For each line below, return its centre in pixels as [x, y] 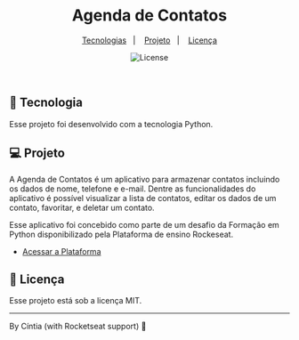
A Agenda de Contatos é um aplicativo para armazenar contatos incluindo [145, 179]
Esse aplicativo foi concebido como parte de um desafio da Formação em [145, 224]
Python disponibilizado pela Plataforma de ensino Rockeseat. [121, 234]
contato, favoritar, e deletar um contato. [82, 207]
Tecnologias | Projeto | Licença [149, 40]
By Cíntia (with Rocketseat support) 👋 [78, 327]
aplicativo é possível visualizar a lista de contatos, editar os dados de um [143, 198]
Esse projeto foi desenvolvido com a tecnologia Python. [111, 124]
